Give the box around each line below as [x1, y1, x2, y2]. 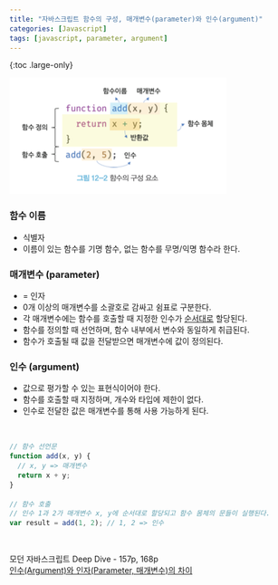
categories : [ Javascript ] [9, 24, 107, 34]
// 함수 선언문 [9, 442, 57, 452]
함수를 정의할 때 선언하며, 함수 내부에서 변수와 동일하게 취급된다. [22, 324, 251, 335]
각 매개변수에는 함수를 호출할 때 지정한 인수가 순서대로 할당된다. [22, 312, 247, 323]
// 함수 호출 [9, 499, 52, 509]
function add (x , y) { [9, 452, 91, 461]
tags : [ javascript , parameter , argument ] [9, 34, 168, 43]
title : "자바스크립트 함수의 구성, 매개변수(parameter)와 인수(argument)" [9, 14, 264, 24]
